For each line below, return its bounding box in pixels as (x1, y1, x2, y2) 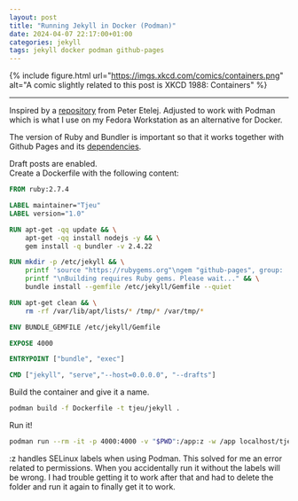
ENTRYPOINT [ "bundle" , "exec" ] (9, 355, 125, 364)
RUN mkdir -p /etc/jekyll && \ (9, 258, 125, 267)
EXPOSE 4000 (9, 339, 53, 348)
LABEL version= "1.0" (9, 209, 86, 218)
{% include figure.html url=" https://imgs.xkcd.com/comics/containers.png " (9, 70, 284, 81)
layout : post (9, 12, 58, 22)
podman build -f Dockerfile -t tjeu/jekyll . (9, 404, 180, 413)
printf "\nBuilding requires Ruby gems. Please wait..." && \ (25, 274, 260, 284)
